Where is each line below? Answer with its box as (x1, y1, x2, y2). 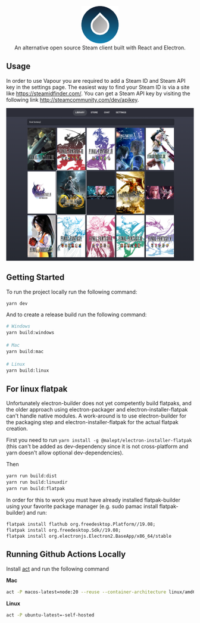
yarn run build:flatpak (6, 485, 65, 492)
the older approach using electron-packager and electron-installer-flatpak (6, 406, 188, 413)
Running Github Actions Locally (6, 549, 126, 559)
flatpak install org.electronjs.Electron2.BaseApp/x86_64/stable (6, 533, 171, 539)
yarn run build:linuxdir (6, 479, 68, 485)
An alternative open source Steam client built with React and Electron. (14, 44, 186, 51)
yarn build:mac (6, 348, 44, 354)
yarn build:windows (6, 330, 55, 336)
